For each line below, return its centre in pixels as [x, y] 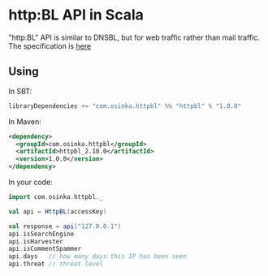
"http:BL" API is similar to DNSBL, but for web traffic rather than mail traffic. [134, 37]
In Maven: [25, 121]
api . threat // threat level [56, 264]
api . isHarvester [36, 241]
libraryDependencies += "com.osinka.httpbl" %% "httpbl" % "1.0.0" [125, 106]
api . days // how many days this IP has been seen [97, 257]
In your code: [30, 182]
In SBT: [20, 91]
